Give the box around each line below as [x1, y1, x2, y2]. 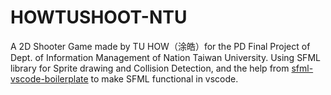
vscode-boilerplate [10, 72, 89, 85]
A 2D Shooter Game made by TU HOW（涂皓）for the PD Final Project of [10, 40, 311, 52]
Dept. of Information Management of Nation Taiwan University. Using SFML [10, 51, 321, 63]
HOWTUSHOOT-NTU [10, 6, 188, 29]
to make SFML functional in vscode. [90, 72, 239, 85]
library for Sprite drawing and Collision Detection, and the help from [10, 62, 290, 74]
